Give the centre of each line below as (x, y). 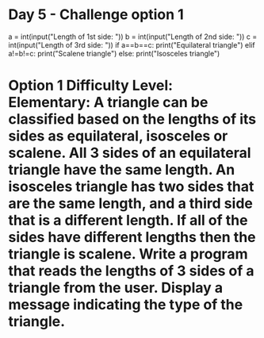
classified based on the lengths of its (132, 119)
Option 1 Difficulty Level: (90, 86)
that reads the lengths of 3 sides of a (132, 271)
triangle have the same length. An (122, 170)
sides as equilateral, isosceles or (118, 136)
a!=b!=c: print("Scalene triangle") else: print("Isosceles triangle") (114, 53)
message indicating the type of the (126, 305)
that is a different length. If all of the (128, 221)
